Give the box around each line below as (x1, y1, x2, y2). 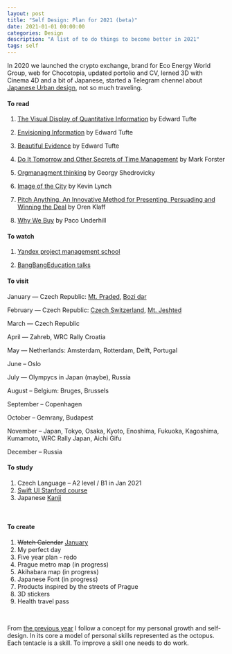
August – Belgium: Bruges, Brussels (7, 386, 109, 395)
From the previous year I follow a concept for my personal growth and (7, 624, 206, 633)
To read (7, 99, 30, 107)
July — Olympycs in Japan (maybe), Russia (7, 372, 132, 381)
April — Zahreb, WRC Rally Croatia (7, 332, 106, 341)
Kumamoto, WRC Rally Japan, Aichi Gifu (7, 434, 122, 442)
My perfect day (17, 546, 62, 554)
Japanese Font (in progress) (17, 575, 98, 583)
